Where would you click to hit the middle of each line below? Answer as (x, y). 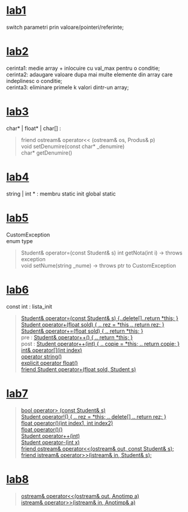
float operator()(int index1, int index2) (67, 423)
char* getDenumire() (47, 153)
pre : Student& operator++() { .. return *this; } (77, 337)
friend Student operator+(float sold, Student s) (78, 369)
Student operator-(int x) (50, 442)
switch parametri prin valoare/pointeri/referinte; (65, 27)
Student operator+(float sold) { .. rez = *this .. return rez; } (92, 324)
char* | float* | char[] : (34, 128)
